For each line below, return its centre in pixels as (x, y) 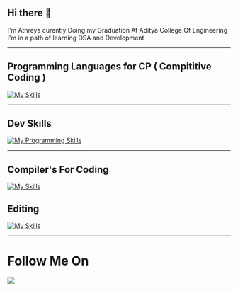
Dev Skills (29, 124)
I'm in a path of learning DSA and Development (76, 38)
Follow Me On (48, 261)
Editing (23, 209)
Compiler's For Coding (58, 170)
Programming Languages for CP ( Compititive (110, 67)
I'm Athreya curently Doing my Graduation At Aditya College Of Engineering (118, 30)
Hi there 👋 (29, 13)
